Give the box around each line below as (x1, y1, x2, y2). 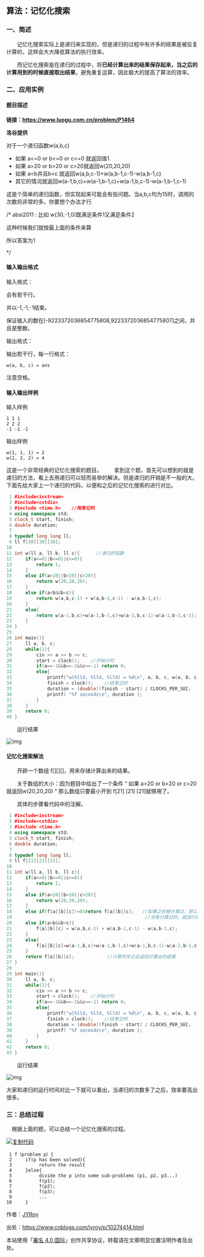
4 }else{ (8, 1168, 42, 1174)
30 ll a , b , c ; (6, 976, 56, 983)
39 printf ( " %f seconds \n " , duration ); (6, 1027, 143, 1034)
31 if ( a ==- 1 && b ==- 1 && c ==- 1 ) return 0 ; (6, 663, 126, 669)
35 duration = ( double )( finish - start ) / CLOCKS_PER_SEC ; (6, 686, 191, 692)
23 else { (6, 937, 39, 943)
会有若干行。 (6, 291, 38, 299)
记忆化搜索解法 (6, 752, 44, 760)
